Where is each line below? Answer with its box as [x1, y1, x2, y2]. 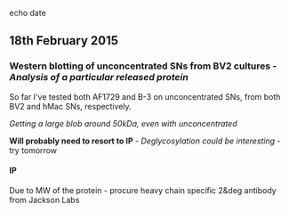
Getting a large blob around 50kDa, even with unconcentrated [9, 118, 237, 128]
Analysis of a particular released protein [9, 71, 189, 84]
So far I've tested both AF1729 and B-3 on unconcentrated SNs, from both [9, 91, 281, 102]
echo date [9, 8, 46, 18]
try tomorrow [9, 144, 58, 155]
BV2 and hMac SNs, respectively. [9, 101, 132, 111]
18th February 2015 [9, 33, 118, 48]
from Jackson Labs [9, 194, 80, 205]
